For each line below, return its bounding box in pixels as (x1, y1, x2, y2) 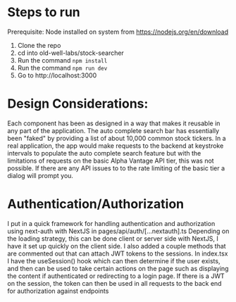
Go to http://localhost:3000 (17, 71, 97, 80)
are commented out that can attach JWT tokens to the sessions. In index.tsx (7, 249, 228, 258)
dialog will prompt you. (7, 171, 74, 180)
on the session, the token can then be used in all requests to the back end (7, 279, 222, 287)
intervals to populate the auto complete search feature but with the (7, 149, 201, 157)
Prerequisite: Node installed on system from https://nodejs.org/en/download (7, 27, 229, 36)
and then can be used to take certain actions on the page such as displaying (7, 264, 229, 272)
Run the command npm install (17, 56, 108, 64)
